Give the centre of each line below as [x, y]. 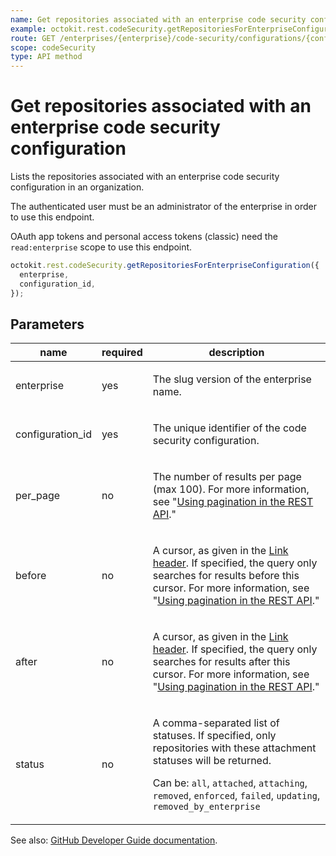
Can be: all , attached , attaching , [230, 783]
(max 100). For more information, [231, 489]
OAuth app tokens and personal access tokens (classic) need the [144, 237]
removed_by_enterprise [206, 807]
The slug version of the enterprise [232, 379]
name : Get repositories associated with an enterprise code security [158, 19]
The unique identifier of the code [229, 428]
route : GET [33, 38]
